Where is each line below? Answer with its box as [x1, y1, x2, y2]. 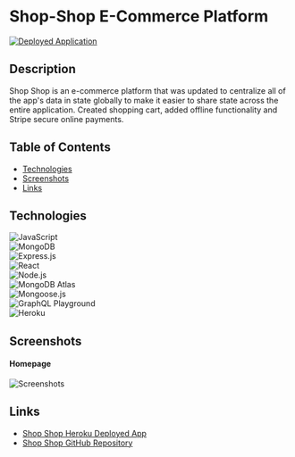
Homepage [9, 359, 52, 370]
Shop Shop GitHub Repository [21, 437, 133, 448]
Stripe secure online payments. [9, 113, 124, 124]
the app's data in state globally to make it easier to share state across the [9, 95, 279, 105]
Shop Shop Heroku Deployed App [21, 428, 147, 438]
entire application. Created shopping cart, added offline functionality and [9, 104, 278, 115]
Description [9, 62, 76, 77]
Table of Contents [9, 140, 112, 155]
